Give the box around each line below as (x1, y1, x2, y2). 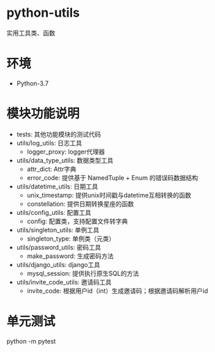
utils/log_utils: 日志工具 (16, 138, 83, 147)
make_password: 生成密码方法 (26, 252, 114, 260)
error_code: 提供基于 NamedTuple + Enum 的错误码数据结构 (26, 173, 198, 182)
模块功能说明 (6, 106, 80, 122)
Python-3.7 (16, 79, 49, 88)
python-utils (6, 5, 80, 21)
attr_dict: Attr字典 (26, 165, 77, 173)
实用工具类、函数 (6, 29, 55, 37)
